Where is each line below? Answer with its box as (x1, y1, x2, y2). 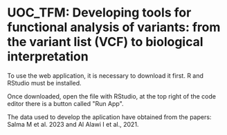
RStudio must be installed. (7, 79, 82, 87)
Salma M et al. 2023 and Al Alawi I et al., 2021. (7, 120, 139, 128)
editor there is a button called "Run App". (7, 99, 124, 107)
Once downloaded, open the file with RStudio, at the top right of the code (7, 92, 217, 101)
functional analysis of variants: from (7, 19, 221, 35)
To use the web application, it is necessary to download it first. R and (7, 71, 204, 80)
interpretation (7, 49, 89, 65)
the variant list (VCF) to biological (7, 34, 203, 50)
